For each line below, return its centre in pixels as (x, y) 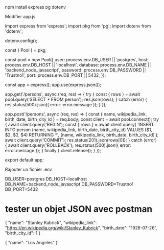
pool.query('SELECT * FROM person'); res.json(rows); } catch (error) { (76, 99)
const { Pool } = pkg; (26, 50)
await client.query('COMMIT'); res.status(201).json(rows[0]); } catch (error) (81, 140)
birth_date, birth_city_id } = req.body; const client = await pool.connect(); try (82, 119)
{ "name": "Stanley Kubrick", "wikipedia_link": (51, 223)
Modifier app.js (20, 16)
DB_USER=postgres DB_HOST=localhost (46, 179)
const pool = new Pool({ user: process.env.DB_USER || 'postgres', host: (77, 60)
